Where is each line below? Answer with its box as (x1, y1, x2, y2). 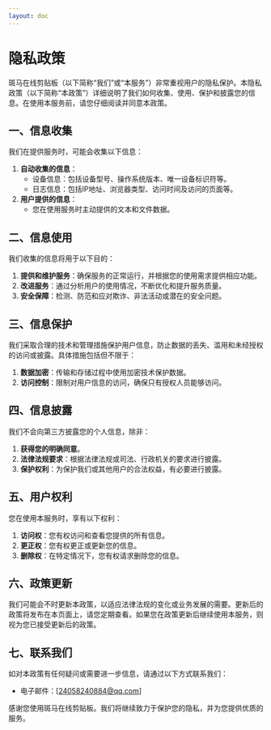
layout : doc (8, 11, 49, 20)
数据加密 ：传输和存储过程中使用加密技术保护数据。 (19, 368, 191, 377)
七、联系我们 (8, 646, 73, 660)
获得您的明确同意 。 (19, 443, 85, 454)
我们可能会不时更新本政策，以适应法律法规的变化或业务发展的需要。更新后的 (8, 600, 264, 609)
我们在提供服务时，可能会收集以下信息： (8, 147, 143, 156)
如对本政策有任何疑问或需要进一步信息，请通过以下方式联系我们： (8, 669, 228, 679)
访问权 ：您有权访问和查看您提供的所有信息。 (19, 530, 170, 540)
